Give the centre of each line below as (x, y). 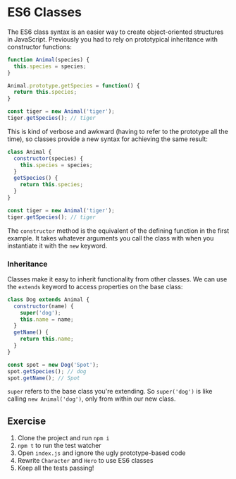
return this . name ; (47, 339)
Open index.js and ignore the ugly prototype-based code (101, 453)
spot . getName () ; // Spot (44, 378)
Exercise (27, 421)
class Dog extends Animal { (49, 299)
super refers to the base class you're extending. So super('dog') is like (110, 392)
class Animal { (30, 152)
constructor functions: (40, 47)
